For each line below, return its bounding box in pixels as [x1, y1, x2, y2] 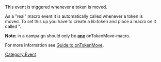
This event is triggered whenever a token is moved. [5, 4, 108, 10]
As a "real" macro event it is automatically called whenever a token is [5, 13, 143, 19]
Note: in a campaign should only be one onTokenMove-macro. [5, 33, 130, 38]
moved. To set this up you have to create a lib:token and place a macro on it [5, 19, 156, 24]
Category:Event [5, 51, 36, 57]
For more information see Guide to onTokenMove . [5, 42, 104, 48]
